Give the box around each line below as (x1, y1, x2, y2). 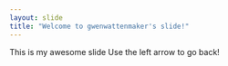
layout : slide (9, 13, 64, 23)
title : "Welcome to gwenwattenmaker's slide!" (9, 22, 190, 31)
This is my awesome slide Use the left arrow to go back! (9, 46, 221, 57)
